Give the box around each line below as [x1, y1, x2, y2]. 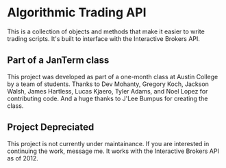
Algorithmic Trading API [7, 5, 147, 20]
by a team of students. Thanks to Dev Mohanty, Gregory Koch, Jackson [7, 80, 209, 88]
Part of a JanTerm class [7, 55, 110, 66]
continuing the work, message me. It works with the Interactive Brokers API [7, 147, 219, 155]
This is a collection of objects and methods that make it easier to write [7, 27, 205, 36]
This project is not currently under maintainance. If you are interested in [7, 139, 210, 148]
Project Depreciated [7, 122, 95, 133]
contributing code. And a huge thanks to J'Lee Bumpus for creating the [7, 94, 208, 102]
